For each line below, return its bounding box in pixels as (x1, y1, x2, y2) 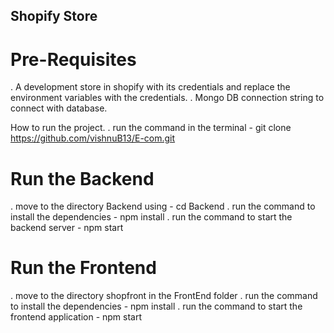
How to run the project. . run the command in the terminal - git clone (10, 122, 292, 134)
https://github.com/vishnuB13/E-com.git (10, 132, 176, 144)
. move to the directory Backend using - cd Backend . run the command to (10, 200, 316, 213)
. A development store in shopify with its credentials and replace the (10, 81, 291, 93)
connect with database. (10, 102, 108, 114)
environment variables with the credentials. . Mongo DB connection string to (10, 92, 325, 104)
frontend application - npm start (10, 311, 143, 323)
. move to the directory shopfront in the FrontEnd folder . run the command (10, 290, 318, 302)
